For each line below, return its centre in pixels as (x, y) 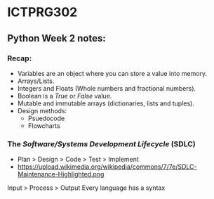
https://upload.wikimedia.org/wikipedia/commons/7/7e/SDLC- (107, 167)
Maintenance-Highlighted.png (61, 174)
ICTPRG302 (42, 12)
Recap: (20, 58)
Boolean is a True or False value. (65, 96)
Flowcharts (44, 126)
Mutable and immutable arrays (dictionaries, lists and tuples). (106, 103)
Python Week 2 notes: (57, 38)
